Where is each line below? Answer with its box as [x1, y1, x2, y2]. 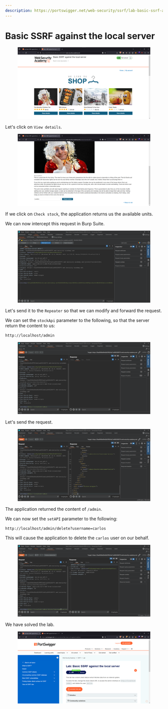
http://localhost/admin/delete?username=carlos [5, 526, 106, 531]
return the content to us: [5, 322, 55, 328]
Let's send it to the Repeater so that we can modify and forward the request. [5, 307, 162, 313]
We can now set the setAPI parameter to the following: [5, 516, 117, 522]
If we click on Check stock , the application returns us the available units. [5, 211, 153, 217]
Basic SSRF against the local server [5, 30, 155, 42]
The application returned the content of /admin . [5, 506, 102, 512]
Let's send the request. [5, 419, 53, 425]
